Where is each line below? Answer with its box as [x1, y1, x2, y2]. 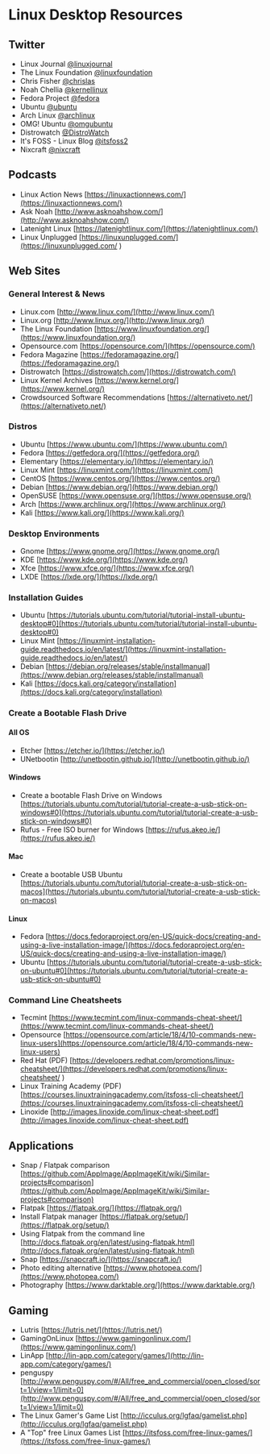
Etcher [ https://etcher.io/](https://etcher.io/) [19, 746, 165, 755]
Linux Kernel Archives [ [19, 375, 98, 384]
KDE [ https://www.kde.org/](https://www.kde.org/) [19, 555, 189, 565]
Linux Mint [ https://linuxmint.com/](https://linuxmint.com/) [19, 465, 214, 475]
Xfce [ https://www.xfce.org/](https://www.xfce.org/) [19, 563, 195, 573]
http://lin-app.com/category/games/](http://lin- [48, 1351, 204, 1361]
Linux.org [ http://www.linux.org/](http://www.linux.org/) [19, 315, 205, 325]
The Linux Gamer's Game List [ [19, 1410, 123, 1420]
